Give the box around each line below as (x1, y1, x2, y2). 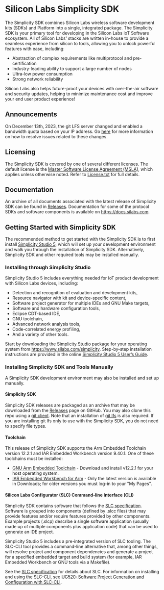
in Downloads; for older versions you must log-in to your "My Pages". (12, 481, 152, 487)
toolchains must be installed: (5, 456, 63, 462)
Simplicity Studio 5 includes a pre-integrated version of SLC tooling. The (5, 539, 151, 544)
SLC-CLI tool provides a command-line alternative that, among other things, (5, 543, 158, 550)
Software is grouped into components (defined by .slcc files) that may (5, 508, 146, 514)
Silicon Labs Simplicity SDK (5, 3, 119, 15)
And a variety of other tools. (12, 332, 69, 337)
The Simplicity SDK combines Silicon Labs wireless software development (5, 20, 155, 26)
